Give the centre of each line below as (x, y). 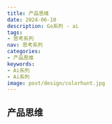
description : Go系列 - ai (43, 26)
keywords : (21, 64)
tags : (15, 32)
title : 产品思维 (28, 13)
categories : (24, 52)
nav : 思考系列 (25, 45)
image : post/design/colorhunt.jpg (56, 83)
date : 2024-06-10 (32, 20)
